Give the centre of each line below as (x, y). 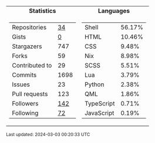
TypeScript (100, 103)
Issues (21, 84)
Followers (26, 103)
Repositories (29, 27)
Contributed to (32, 65)
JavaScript (99, 113)
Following (25, 113)
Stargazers (27, 46)
